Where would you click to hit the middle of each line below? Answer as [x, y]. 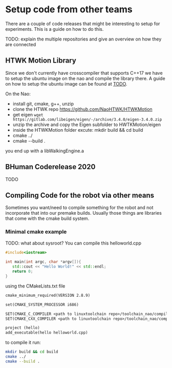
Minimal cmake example [36, 232]
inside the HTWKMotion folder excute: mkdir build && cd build [78, 130]
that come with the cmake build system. [47, 218]
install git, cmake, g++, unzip [43, 104]
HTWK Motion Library [41, 61]
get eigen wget [28, 114]
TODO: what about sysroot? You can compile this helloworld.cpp [73, 243]
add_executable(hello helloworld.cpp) [47, 333]
